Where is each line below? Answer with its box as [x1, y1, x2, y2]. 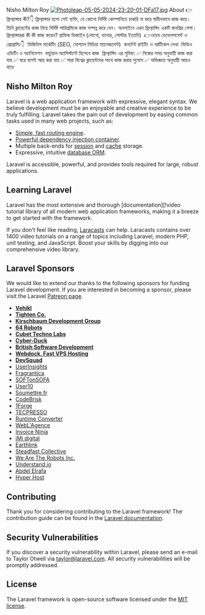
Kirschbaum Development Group [15, 318, 101, 325]
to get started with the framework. [6, 214, 93, 221]
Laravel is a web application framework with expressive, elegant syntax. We [6, 97, 198, 105]
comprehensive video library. [6, 245, 80, 253]
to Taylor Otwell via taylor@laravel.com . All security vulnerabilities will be [6, 555, 191, 562]
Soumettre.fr [15, 389, 48, 397]
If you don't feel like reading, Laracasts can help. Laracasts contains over [6, 226, 191, 233]
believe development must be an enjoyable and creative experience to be [6, 104, 192, 112]
